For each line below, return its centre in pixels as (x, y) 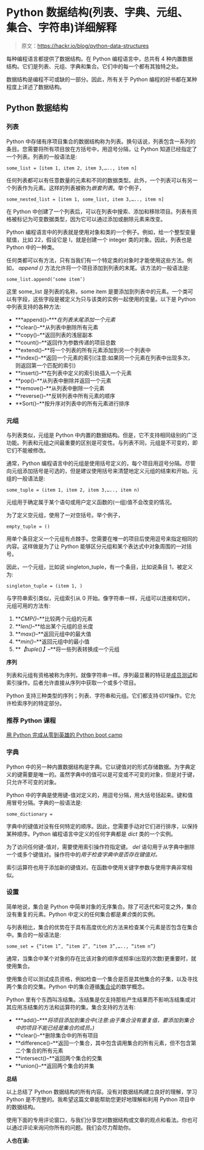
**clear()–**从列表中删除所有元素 (56, 327)
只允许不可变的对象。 (33, 782)
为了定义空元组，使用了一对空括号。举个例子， (65, 515)
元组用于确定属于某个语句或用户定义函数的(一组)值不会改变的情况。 (91, 502)
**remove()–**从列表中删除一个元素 (60, 388)
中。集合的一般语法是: (34, 935)
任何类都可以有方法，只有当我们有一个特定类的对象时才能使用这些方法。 (97, 260)
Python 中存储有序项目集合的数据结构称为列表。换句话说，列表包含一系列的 (101, 141)
